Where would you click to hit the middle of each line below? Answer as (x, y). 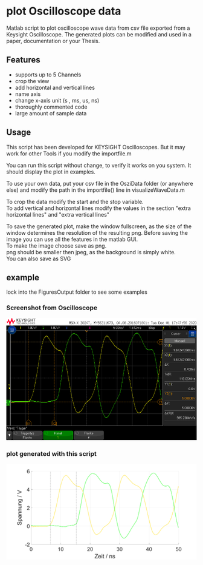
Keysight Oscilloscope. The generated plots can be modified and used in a (99, 34)
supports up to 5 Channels (48, 75)
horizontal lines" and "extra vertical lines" (58, 214)
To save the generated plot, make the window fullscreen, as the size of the (99, 226)
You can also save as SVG (39, 259)
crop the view (32, 81)
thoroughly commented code (51, 107)
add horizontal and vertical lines (55, 87)
